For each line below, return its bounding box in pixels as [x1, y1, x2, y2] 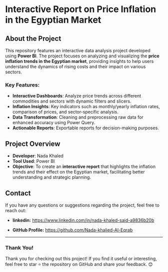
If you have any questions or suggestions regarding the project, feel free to [5, 202, 160, 208]
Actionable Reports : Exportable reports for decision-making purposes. [12, 125, 159, 131]
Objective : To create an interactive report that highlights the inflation [12, 163, 156, 169]
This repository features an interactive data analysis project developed [5, 48, 151, 53]
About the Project [5, 34, 61, 43]
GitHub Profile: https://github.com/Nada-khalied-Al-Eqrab [12, 227, 133, 233]
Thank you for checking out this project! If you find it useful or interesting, [5, 255, 157, 262]
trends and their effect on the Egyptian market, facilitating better [12, 169, 145, 175]
